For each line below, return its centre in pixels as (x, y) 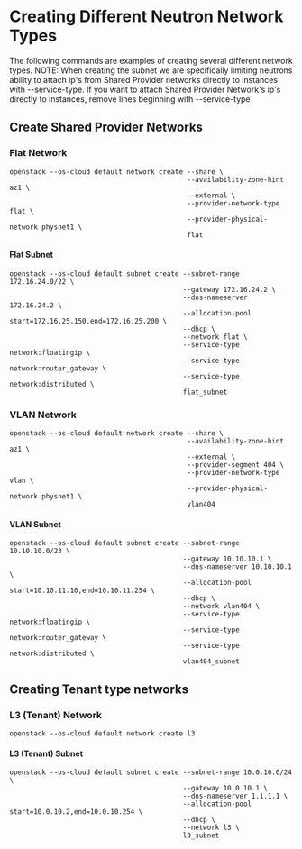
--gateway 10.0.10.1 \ (225, 789)
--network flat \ (215, 337)
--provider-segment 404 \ (235, 465)
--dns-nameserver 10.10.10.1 (238, 567)
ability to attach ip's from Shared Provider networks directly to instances (143, 79)
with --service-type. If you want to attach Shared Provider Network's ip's (145, 89)
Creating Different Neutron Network (146, 17)
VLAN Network (43, 415)
